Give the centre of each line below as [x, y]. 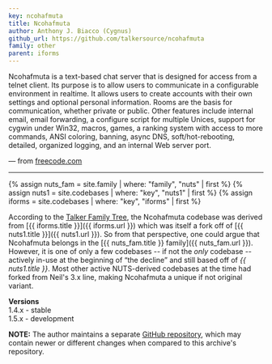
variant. [21, 286]
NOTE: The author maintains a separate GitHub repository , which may [125, 334]
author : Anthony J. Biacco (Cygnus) [70, 31]
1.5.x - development [41, 319]
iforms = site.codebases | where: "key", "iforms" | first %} [105, 201]
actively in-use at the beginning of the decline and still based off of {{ [127, 260]
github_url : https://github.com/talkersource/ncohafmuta [106, 38]
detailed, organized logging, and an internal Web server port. [110, 145]
